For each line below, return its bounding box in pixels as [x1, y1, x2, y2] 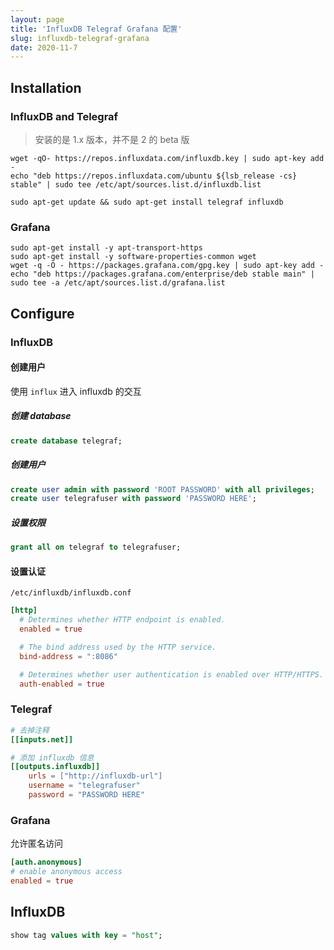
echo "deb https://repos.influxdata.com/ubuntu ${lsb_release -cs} [10, 171, 298, 181]
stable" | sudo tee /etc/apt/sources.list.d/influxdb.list [10, 179, 262, 190]
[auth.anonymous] [10, 857, 83, 868]
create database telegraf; [10, 436, 123, 446]
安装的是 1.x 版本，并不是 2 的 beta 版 [34, 133, 190, 145]
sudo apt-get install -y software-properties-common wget [10, 252, 257, 262]
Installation [10, 79, 82, 96]
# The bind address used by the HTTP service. [19, 642, 217, 652]
